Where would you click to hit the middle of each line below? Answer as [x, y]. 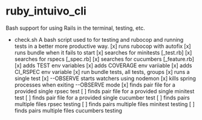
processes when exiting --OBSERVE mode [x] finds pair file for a [95, 85]
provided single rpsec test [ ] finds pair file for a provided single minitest [104, 91]
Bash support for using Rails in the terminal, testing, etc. [76, 28]
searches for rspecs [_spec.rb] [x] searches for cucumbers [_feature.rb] [104, 59]
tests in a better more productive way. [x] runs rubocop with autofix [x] [103, 46]
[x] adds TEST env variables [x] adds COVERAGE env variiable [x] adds [103, 65]
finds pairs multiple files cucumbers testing [68, 110]
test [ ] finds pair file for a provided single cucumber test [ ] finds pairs [102, 98]
